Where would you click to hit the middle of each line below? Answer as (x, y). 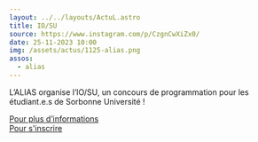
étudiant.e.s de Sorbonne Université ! (77, 101)
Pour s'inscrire (36, 128)
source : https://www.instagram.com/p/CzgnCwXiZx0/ (105, 34)
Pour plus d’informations (54, 118)
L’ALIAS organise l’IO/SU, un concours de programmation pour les (129, 92)
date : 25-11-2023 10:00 (53, 42)
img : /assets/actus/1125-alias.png (75, 51)
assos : (21, 59)
